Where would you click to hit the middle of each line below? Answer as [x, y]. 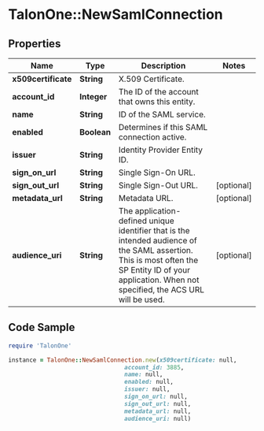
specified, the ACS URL [161, 290]
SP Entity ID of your [154, 270]
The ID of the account [158, 92]
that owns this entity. [157, 102]
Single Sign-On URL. [157, 173]
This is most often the [158, 260]
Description [163, 66]
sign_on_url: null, [156, 397]
